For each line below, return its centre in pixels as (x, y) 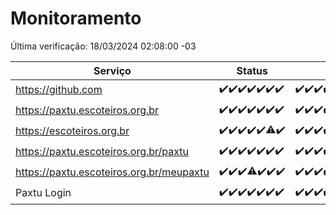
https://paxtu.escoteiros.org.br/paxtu (102, 152)
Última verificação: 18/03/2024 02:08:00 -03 (103, 46)
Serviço (112, 70)
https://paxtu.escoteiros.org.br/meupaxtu (112, 172)
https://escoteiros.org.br (72, 131)
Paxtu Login (43, 193)
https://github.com (59, 90)
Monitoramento (76, 18)
